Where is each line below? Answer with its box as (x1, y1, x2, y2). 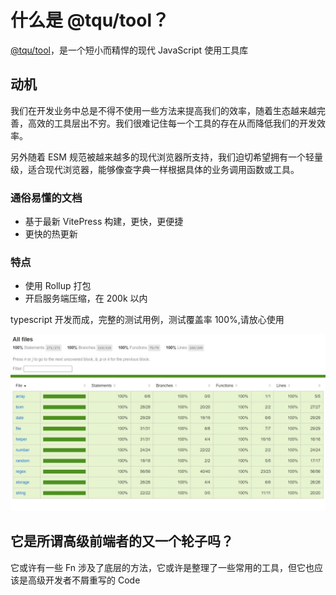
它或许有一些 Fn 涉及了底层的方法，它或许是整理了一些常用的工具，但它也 (10, 561, 315, 573)
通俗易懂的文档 (10, 191, 83, 205)
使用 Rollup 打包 (24, 280, 92, 292)
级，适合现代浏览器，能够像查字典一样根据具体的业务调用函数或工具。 (10, 163, 300, 175)
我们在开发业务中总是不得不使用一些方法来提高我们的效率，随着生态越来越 (10, 104, 317, 116)
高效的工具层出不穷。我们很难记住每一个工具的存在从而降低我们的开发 (27, 117, 317, 129)
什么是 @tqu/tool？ (10, 9, 170, 32)
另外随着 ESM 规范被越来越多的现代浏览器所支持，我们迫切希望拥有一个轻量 (10, 151, 323, 163)
